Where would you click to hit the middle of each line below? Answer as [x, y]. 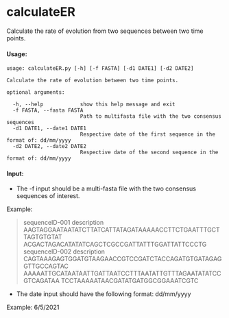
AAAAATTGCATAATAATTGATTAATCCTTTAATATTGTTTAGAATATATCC [122, 273]
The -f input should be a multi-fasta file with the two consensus [106, 188]
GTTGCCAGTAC [46, 266]
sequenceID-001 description [63, 223]
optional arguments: [36, 93]
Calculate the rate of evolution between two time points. [93, 81]
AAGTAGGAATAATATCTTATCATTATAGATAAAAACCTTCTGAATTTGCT [121, 230]
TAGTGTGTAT [43, 237]
